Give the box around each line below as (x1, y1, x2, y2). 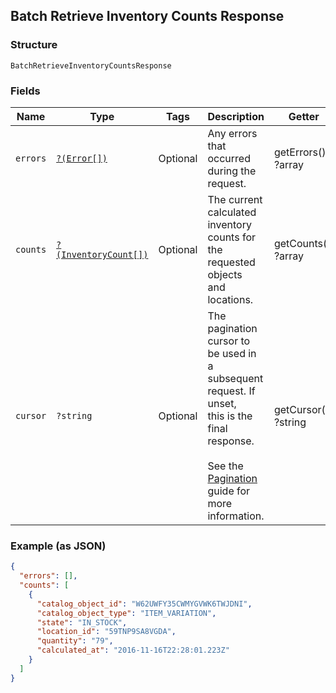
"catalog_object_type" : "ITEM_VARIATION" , (36, 608, 217, 618)
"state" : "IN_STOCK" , (36, 617, 128, 628)
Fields (10, 84, 41, 98)
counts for (207, 230, 257, 244)
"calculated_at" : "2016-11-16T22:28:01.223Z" (36, 645, 230, 656)
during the (207, 164, 257, 178)
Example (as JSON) (10, 539, 107, 553)
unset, (207, 396, 237, 410)
